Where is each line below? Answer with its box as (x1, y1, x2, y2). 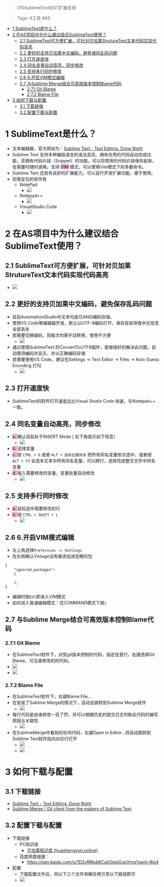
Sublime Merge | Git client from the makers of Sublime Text (12, 806, 132, 812)
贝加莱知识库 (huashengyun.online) (26, 847, 98, 853)
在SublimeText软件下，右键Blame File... (12, 693, 92, 699)
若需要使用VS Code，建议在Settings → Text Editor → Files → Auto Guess (12, 356, 160, 362)
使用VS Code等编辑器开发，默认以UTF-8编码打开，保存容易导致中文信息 (12, 320, 159, 326)
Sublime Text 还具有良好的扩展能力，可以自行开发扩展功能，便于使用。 (12, 170, 156, 176)
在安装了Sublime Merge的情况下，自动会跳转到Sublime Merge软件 (12, 699, 146, 705)
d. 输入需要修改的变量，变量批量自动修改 (12, 470, 95, 476)
